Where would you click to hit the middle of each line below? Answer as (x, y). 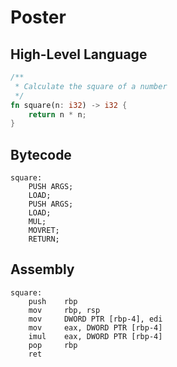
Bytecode (41, 154)
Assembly (42, 269)
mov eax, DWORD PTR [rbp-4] (95, 327)
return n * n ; (57, 114)
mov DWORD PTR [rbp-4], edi (95, 319)
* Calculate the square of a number (91, 86)
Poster (38, 17)
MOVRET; (44, 231)
